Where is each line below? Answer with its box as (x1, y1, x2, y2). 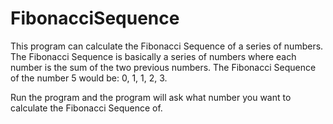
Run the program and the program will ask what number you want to (10, 91, 292, 103)
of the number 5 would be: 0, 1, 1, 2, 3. (10, 72, 168, 84)
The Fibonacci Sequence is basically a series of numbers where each (10, 50, 297, 62)
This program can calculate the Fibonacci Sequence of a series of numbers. (10, 40, 324, 52)
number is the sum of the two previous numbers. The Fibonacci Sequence (10, 61, 317, 73)
